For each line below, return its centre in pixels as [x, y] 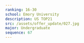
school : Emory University [32, 14]
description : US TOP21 [29, 19]
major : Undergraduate [28, 28]
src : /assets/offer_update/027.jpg [42, 23]
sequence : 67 [19, 33]
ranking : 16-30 [21, 10]
